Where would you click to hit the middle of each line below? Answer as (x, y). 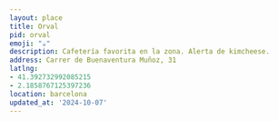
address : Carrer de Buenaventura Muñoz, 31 (93, 60)
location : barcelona (49, 94)
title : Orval (34, 26)
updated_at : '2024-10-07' (58, 102)
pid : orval (30, 35)
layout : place (36, 18)
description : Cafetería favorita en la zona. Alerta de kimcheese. (140, 52)
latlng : (24, 69)
